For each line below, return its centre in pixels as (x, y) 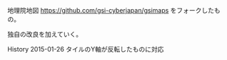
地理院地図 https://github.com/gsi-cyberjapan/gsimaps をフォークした (111, 10)
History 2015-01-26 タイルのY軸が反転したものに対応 (86, 49)
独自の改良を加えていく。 (45, 34)
